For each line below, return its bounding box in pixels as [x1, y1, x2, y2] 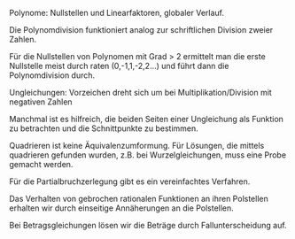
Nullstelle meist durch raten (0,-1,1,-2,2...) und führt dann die [9, 61, 229, 71]
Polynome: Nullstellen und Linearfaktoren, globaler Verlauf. [9, 8, 224, 18]
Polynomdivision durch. [9, 70, 96, 81]
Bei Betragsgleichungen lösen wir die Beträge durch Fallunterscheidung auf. [9, 220, 287, 230]
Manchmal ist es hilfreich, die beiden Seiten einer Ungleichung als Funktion [9, 114, 283, 124]
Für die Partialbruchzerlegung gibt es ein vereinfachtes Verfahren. [9, 176, 251, 187]
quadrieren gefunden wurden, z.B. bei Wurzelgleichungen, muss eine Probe [9, 150, 286, 160]
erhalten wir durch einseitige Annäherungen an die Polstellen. [9, 203, 235, 213]
